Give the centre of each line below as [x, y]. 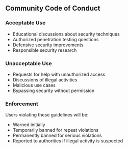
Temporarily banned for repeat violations [55, 130]
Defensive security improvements [48, 45]
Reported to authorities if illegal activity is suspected [68, 141]
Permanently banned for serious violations [57, 136]
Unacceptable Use [29, 63]
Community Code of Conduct [53, 8]
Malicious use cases [34, 85]
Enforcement [22, 104]
